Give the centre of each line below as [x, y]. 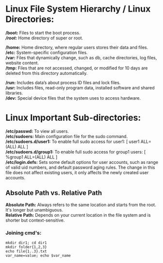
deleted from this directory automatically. [47, 73]
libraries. [14, 93]
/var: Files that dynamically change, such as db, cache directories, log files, [81, 57]
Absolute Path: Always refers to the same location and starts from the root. [81, 205]
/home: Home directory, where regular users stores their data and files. [77, 47]
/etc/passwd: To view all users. [37, 131]
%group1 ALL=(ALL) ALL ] [32, 157]
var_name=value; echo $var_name [38, 255]
